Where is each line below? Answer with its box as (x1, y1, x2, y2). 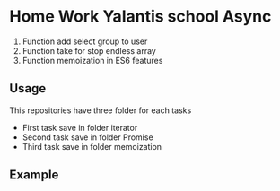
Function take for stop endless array (22, 45, 157, 56)
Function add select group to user (22, 36, 148, 47)
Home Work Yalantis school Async (9, 6, 272, 27)
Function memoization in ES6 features (22, 55, 163, 65)
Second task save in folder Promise (22, 132, 154, 143)
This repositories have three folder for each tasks (9, 105, 192, 116)
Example (9, 168, 59, 183)
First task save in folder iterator (22, 122, 138, 133)
